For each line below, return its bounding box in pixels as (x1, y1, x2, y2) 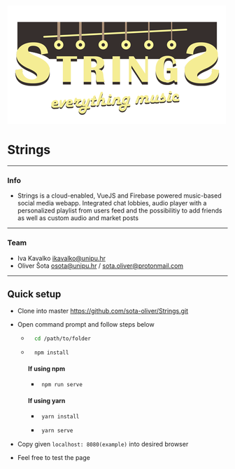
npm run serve (41, 381, 83, 388)
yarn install (41, 413, 80, 421)
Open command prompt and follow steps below (17, 320, 155, 329)
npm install (34, 349, 69, 356)
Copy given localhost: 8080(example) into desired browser (17, 440, 189, 449)
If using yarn (27, 396, 66, 405)
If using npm (27, 364, 65, 373)
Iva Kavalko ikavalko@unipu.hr (17, 254, 106, 262)
